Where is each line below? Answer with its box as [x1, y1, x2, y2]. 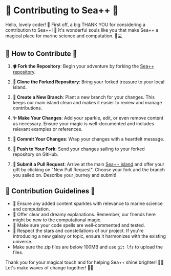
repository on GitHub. [12, 151, 59, 157]
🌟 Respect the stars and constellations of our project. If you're [12, 227, 144, 234]
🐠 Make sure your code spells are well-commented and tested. [12, 222, 145, 228]
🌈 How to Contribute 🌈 [5, 50, 77, 58]
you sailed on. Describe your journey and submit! [12, 172, 117, 178]
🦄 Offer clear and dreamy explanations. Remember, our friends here [12, 211, 156, 217]
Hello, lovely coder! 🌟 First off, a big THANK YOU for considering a [5, 21, 146, 28]
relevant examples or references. [12, 126, 83, 132]
